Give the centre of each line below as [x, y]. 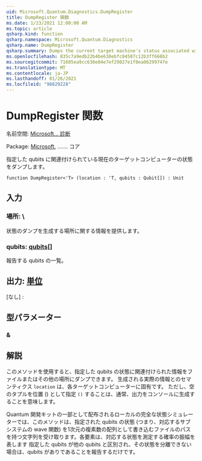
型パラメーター [34, 318]
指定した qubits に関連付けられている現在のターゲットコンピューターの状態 [100, 159]
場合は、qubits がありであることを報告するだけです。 [72, 451]
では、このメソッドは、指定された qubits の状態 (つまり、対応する [98, 421]
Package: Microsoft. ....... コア [43, 146]
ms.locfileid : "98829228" [38, 85]
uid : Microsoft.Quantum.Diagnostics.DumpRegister [70, 12]
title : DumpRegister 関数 [38, 17]
